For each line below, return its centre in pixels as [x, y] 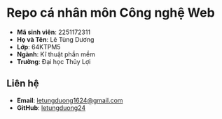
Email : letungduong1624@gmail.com [70, 100]
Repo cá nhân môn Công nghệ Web [111, 13]
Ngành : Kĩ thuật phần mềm [56, 54]
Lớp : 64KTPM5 [39, 47]
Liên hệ [23, 84]
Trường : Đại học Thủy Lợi [54, 61]
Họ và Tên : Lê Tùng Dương [55, 39]
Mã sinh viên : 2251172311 [54, 32]
